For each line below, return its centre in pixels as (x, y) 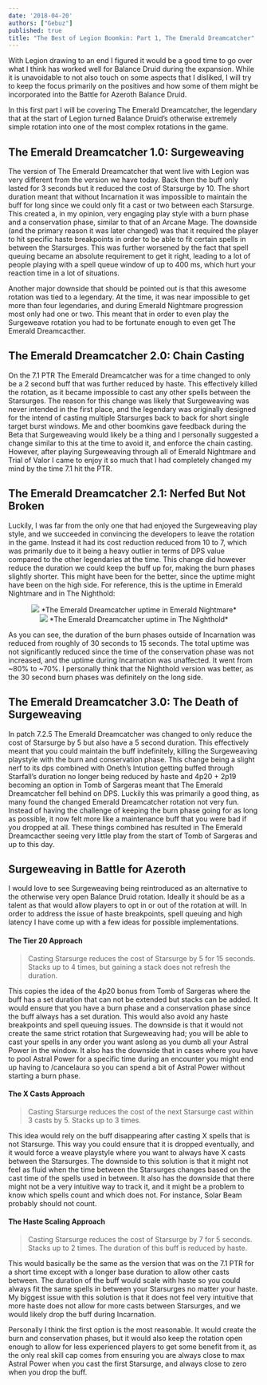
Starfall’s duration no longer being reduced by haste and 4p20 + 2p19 (122, 776)
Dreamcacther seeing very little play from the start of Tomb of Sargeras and (133, 836)
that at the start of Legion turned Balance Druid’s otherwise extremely (123, 119)
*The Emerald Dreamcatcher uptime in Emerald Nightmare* (139, 609)
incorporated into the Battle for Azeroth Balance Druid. (98, 95)
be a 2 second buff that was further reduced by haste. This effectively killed (133, 383)
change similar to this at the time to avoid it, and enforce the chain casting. (131, 443)
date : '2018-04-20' (41, 16)
